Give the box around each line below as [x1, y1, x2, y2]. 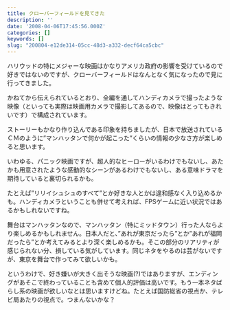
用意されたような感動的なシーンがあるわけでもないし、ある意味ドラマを [19, 166, 224, 174]
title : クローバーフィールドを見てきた [7, 10, 105, 17]
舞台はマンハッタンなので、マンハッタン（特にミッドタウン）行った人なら [7, 221, 218, 229]
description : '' [7, 16, 54, 23]
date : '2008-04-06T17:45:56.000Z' [7, 23, 106, 30]
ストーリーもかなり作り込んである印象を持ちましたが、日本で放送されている [7, 125, 223, 133]
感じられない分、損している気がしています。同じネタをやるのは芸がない [7, 247, 211, 254]
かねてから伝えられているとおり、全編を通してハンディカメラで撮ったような [7, 93, 223, 102]
